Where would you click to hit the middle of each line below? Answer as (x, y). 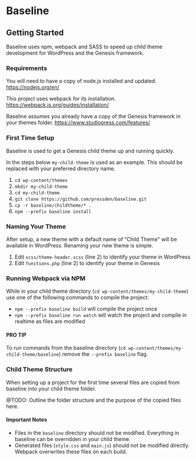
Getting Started (35, 33)
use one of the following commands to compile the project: (77, 297)
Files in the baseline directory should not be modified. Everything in (97, 433)
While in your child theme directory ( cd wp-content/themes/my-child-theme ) (97, 291)
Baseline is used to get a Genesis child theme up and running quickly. (90, 151)
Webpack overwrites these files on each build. (71, 451)
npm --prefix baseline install (53, 211)
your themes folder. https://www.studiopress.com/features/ (78, 123)
